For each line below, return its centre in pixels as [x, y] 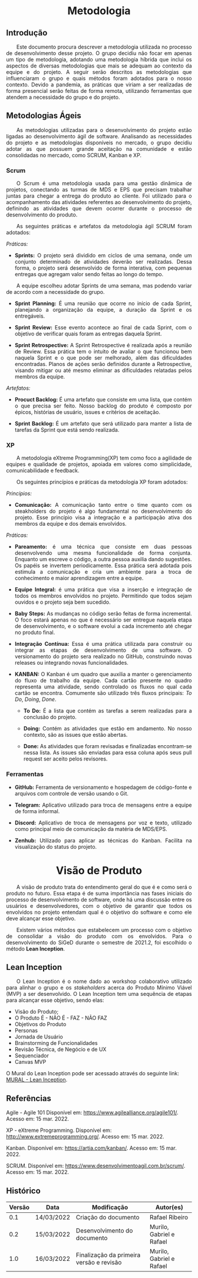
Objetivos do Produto [40, 1024]
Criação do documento [108, 1218]
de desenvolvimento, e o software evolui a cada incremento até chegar [103, 626]
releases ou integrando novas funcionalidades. [71, 663]
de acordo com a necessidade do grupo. [55, 292]
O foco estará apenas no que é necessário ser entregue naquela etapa [103, 620]
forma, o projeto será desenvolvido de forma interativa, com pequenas [103, 268]
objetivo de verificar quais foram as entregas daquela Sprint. [88, 334]
